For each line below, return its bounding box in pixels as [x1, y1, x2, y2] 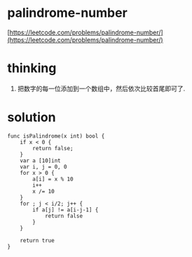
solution [7, 110, 56, 126]
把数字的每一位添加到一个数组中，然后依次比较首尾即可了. [17, 84, 186, 93]
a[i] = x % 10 [32, 176, 74, 183]
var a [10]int [20, 157, 61, 164]
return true [20, 237, 55, 244]
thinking [7, 60, 57, 77]
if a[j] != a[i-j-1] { [32, 206, 99, 213]
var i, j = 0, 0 [20, 163, 68, 170]
